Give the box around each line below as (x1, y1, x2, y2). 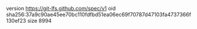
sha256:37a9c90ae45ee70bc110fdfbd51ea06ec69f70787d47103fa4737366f (6, 11, 192, 18)
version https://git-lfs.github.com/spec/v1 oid (6, 5, 116, 12)
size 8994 (27, 17, 52, 24)
